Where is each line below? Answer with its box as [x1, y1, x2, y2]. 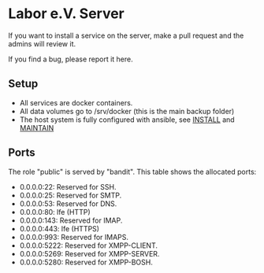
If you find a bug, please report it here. [8, 54, 134, 64]
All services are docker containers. [19, 98, 133, 107]
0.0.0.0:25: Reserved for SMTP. [19, 190, 122, 200]
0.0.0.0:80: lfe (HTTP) [19, 207, 91, 216]
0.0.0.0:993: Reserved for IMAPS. [19, 232, 128, 242]
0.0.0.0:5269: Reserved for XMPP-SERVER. [19, 249, 160, 258]
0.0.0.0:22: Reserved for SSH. [19, 182, 117, 191]
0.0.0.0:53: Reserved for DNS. [19, 198, 117, 208]
